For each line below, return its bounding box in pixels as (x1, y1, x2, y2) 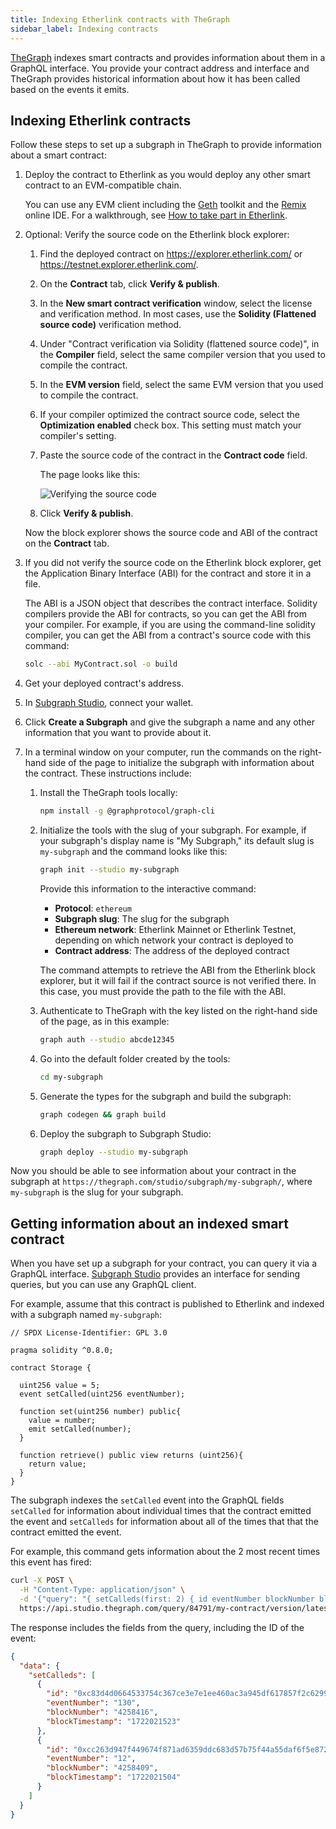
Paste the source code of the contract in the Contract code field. (39, 449, 308, 461)
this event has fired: (10, 1556, 92, 1568)
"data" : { (19, 1661, 60, 1671)
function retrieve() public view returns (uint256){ (19, 1451, 244, 1461)
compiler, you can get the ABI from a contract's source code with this (24, 629, 312, 641)
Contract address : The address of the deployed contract (54, 944, 290, 956)
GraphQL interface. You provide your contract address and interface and (10, 62, 310, 74)
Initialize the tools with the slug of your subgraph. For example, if (39, 824, 307, 836)
